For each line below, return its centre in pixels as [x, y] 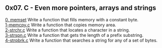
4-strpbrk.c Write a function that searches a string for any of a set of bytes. [81, 40]
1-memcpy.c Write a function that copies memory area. [61, 25]
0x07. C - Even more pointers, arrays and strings [81, 8]
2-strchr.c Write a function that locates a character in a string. [67, 30]
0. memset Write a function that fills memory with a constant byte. [72, 19]
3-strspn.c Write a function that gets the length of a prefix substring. [74, 35]
